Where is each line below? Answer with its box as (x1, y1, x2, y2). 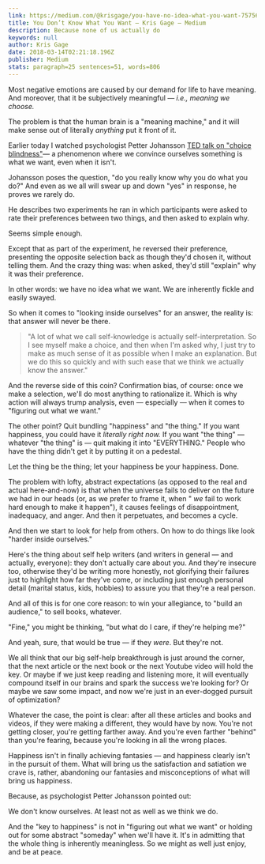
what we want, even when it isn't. (8, 157, 117, 167)
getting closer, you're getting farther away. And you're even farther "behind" (8, 726, 256, 736)
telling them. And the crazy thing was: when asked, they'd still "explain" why (8, 260, 256, 270)
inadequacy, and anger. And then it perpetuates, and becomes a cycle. (8, 511, 238, 520)
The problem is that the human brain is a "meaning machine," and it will (8, 116, 240, 126)
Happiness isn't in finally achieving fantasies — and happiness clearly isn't (8, 750, 251, 760)
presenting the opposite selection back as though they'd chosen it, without (8, 252, 252, 262)
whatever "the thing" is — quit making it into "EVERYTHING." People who (8, 438, 246, 447)
